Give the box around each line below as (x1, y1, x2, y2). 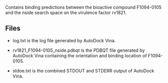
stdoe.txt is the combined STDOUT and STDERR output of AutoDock (12, 67, 154, 73)
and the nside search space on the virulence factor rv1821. (5, 10, 127, 16)
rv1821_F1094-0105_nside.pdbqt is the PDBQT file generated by (12, 47, 145, 53)
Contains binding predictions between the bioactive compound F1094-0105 (5, 5, 162, 10)
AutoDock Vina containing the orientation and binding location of (12, 52, 147, 58)
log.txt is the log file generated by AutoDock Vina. (12, 37, 116, 43)
